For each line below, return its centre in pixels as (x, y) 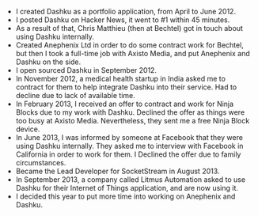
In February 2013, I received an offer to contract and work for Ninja (125, 104)
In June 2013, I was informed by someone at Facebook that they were (129, 137)
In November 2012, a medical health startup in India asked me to (120, 79)
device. (28, 129)
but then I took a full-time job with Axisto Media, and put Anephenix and (133, 53)
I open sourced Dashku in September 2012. (86, 70)
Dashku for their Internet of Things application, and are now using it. (127, 188)
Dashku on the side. (48, 62)
